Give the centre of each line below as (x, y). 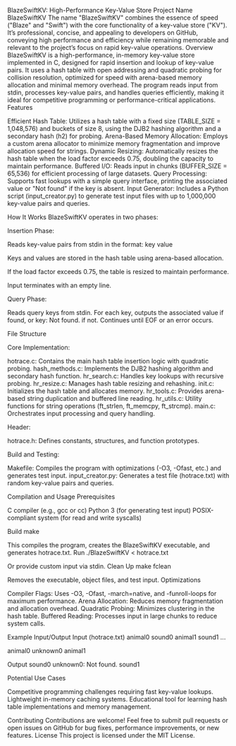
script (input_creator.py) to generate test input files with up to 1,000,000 (112, 196)
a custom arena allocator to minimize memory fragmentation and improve (114, 143)
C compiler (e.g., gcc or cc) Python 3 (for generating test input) (99, 510)
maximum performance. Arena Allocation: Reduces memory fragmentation (116, 601)
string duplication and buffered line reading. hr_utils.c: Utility (114, 398)
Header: (19, 427)
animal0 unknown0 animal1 (46, 651)
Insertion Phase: (31, 231)
